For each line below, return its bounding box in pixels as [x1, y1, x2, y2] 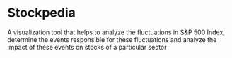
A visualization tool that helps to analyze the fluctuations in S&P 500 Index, [7, 28, 225, 36]
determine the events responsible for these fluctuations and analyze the [7, 35, 217, 43]
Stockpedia [7, 5, 76, 21]
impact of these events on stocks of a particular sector [7, 43, 168, 51]
